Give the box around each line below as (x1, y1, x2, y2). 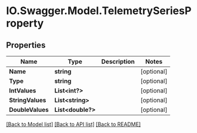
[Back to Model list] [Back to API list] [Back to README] (6, 121, 141, 128)
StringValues (9, 96, 46, 104)
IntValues (9, 87, 36, 95)
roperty (6, 16, 44, 30)
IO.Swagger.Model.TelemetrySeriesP (6, 4, 192, 18)
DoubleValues (9, 106, 49, 114)
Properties (6, 40, 46, 50)
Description (101, 58, 135, 65)
